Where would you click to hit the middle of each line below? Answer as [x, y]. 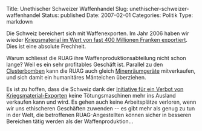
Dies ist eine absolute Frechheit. [46, 46]
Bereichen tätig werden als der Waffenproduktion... [70, 121]
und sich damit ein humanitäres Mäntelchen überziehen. [76, 77]
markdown [20, 22]
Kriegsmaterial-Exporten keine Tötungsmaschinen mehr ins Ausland [91, 96]
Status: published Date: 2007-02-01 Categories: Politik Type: [117, 15]
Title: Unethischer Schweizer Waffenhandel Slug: [67, 9]
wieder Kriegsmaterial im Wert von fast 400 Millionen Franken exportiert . [97, 40]
